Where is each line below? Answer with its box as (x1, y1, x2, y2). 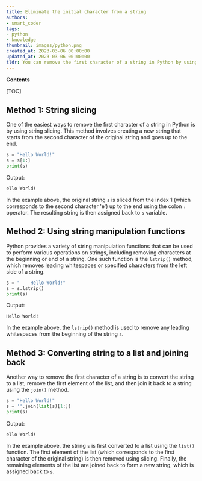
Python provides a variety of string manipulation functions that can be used (6, 242, 194, 250)
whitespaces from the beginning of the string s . (6, 330, 124, 338)
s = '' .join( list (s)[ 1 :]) (6, 403, 71, 410)
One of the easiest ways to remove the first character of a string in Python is (6, 121, 195, 128)
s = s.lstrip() (6, 285, 44, 291)
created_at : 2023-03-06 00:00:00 (6, 48, 90, 54)
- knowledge (6, 37, 36, 43)
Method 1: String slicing (6, 105, 97, 115)
